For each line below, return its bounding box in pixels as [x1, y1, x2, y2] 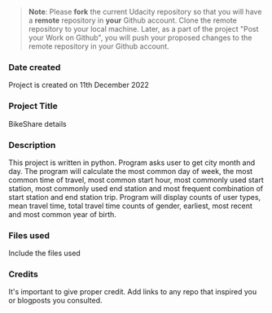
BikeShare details [8, 119, 67, 128]
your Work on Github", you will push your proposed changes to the [28, 33, 252, 42]
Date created [8, 61, 61, 72]
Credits [8, 268, 38, 280]
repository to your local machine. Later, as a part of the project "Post [28, 24, 259, 33]
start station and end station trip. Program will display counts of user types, [8, 192, 261, 202]
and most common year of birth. [8, 209, 116, 219]
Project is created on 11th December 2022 [8, 80, 149, 90]
